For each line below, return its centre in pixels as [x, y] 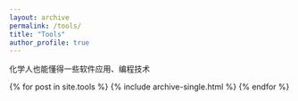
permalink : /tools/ [46, 26]
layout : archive [39, 17]
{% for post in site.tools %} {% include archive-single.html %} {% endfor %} [149, 87]
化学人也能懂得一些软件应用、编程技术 [79, 69]
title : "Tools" [37, 34]
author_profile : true [50, 42]
